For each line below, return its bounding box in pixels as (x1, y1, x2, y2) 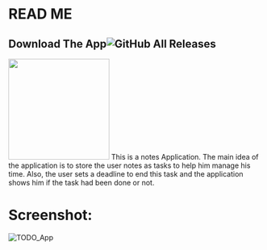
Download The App (8, 37, 107, 51)
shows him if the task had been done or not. (8, 178, 155, 187)
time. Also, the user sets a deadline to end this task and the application (8, 169, 244, 178)
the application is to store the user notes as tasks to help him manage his (8, 160, 251, 170)
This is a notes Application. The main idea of (111, 152, 260, 161)
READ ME (8, 5, 73, 23)
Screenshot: (8, 206, 93, 224)
